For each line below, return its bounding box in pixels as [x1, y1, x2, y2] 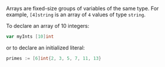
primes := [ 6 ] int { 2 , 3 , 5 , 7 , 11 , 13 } [6, 55, 102, 61]
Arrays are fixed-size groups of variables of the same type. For [6, 5, 159, 12]
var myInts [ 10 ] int [6, 34, 54, 40]
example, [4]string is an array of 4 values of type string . [6, 11, 146, 18]
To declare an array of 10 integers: [6, 23, 90, 29]
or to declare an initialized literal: [6, 44, 85, 51]
